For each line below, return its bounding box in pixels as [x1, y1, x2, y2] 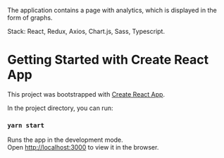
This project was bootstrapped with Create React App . [7, 90, 166, 98]
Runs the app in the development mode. [7, 135, 123, 144]
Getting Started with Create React [7, 52, 209, 68]
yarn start [7, 121, 44, 129]
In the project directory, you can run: [7, 104, 113, 112]
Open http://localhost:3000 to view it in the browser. [7, 143, 159, 152]
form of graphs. [7, 13, 53, 22]
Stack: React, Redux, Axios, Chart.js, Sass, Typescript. [7, 28, 166, 35]
